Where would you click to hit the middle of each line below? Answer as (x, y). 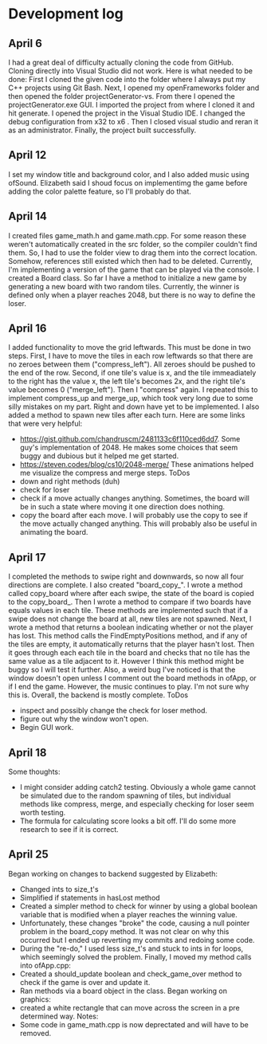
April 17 (27, 557)
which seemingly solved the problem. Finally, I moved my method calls (135, 956)
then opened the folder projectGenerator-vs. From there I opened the (122, 96)
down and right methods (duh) (70, 481)
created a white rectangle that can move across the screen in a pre (130, 1007)
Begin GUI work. (47, 728)
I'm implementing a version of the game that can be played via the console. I (133, 269)
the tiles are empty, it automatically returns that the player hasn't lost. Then (132, 644)
